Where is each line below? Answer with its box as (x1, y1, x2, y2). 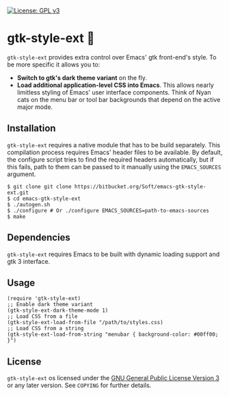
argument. (7, 170, 36, 178)
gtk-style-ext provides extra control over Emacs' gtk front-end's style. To (7, 53, 217, 61)
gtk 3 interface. (7, 257, 51, 265)
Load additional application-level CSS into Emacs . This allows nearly (16, 81, 214, 89)
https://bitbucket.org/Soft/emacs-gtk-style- (74, 183, 206, 190)
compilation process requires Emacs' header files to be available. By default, (7, 148, 223, 156)
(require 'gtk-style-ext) (7, 295, 81, 302)
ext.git (7, 189, 29, 196)
